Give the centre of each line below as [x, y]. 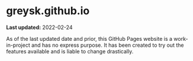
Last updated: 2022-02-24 [39, 27]
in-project [18, 45]
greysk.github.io [48, 11]
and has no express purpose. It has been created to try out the [108, 45]
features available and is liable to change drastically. [70, 51]
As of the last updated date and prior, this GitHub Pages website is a [89, 38]
